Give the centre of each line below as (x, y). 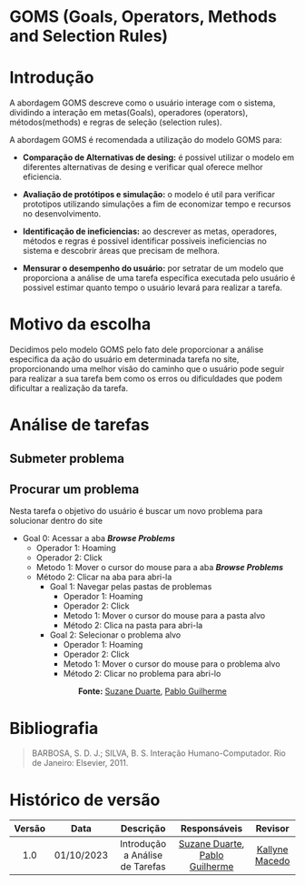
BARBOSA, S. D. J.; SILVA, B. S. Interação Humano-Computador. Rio (158, 753)
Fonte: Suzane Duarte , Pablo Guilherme (152, 691)
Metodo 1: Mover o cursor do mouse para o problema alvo (172, 664)
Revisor (272, 829)
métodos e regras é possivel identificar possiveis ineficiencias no (145, 241)
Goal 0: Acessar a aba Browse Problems (98, 538)
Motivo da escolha (80, 324)
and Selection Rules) (89, 36)
